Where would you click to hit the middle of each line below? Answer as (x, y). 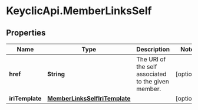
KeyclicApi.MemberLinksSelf (79, 11)
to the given (153, 81)
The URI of (151, 59)
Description (153, 49)
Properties (26, 33)
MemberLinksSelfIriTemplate (89, 98)
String (56, 74)
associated (151, 74)
